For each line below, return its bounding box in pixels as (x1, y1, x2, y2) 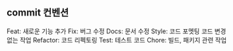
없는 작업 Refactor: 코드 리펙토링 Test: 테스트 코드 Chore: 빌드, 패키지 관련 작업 (6, 35, 227, 44)
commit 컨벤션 (6, 6, 69, 19)
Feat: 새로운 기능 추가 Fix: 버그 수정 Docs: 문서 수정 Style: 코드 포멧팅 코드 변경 (6, 27, 227, 35)
